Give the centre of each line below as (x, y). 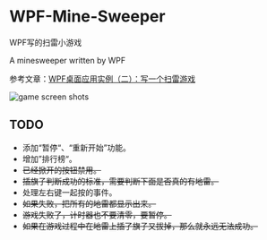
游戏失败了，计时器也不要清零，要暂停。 (97, 214)
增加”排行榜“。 (50, 159)
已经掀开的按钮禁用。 (61, 170)
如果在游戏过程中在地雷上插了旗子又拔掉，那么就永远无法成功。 (140, 226)
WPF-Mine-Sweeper (87, 17)
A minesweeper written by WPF (68, 60)
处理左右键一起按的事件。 (69, 192)
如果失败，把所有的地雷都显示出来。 (89, 203)
